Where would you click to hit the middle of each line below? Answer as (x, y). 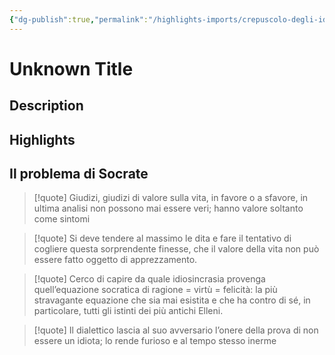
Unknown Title (71, 68)
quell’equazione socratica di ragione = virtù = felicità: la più (155, 290)
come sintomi (62, 219)
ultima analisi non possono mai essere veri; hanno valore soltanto (168, 208)
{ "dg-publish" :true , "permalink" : (79, 19)
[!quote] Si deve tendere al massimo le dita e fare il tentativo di (162, 238)
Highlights (42, 139)
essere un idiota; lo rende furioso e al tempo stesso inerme (155, 341)
